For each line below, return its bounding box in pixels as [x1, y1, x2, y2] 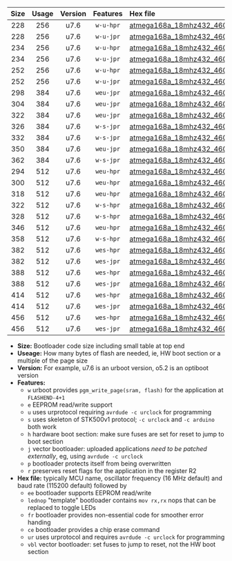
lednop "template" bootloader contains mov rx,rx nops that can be [27, 496, 216, 504]
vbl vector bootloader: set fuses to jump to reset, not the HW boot [27, 540, 216, 549]
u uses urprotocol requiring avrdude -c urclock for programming [27, 408, 212, 416]
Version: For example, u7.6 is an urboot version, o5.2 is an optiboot [17, 364, 209, 372]
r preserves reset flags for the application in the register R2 [27, 467, 197, 475]
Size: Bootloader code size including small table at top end [17, 342, 185, 350]
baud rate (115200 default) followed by [17, 481, 127, 490]
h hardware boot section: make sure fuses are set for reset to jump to [27, 430, 224, 438]
